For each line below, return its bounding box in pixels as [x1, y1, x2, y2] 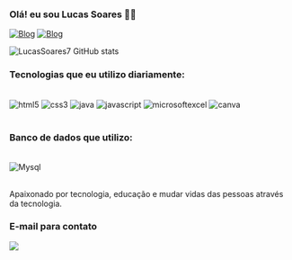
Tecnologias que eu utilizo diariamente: [9, 68, 186, 81]
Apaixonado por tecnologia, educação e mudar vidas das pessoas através [9, 188, 284, 199]
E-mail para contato [9, 220, 97, 233]
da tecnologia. [9, 198, 63, 209]
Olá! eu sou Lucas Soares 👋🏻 [9, 8, 137, 21]
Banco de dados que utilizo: [9, 131, 133, 144]
